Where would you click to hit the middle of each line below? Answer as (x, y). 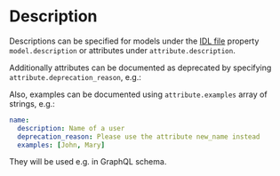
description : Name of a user (71, 128)
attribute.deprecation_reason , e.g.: (76, 76)
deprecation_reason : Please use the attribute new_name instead (139, 136)
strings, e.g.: (32, 103)
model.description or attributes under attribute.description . (122, 50)
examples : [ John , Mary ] (61, 145)
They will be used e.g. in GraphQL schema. (88, 162)
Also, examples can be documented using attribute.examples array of (139, 94)
